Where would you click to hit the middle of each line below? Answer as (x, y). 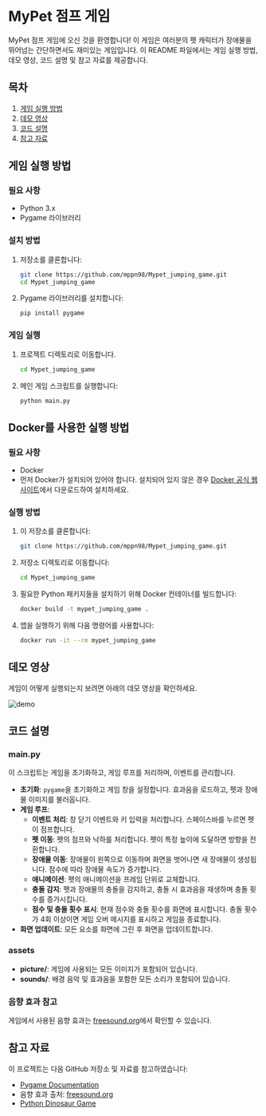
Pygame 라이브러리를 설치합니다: (71, 298)
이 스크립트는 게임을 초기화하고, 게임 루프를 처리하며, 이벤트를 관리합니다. (122, 773)
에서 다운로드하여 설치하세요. (84, 490)
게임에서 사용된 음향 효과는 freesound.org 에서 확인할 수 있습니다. (110, 1020)
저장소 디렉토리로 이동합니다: (65, 563)
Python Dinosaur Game (58, 1103)
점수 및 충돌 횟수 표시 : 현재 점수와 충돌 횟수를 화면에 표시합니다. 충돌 (137, 909)
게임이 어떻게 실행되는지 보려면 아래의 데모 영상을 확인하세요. (103, 688)
